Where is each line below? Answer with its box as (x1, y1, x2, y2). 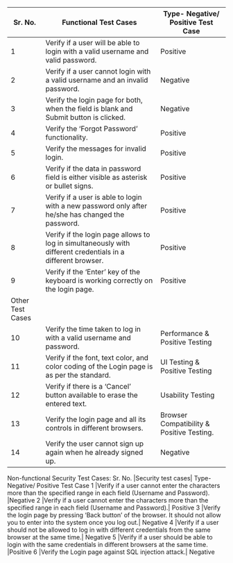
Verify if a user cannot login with (45, 67, 151, 76)
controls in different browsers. (45, 423, 144, 432)
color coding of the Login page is (45, 362, 153, 371)
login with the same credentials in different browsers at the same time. (7, 541, 208, 548)
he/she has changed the (45, 210, 125, 219)
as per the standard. (45, 371, 111, 380)
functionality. (45, 133, 88, 142)
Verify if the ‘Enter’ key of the (45, 267, 141, 276)
